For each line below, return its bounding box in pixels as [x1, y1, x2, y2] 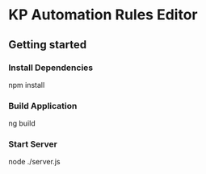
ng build [8, 118, 36, 128]
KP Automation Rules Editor [8, 6, 198, 24]
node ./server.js [8, 157, 61, 167]
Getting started [8, 38, 87, 52]
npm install [8, 80, 45, 89]
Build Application [8, 100, 78, 111]
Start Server [8, 139, 58, 150]
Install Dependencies [8, 62, 94, 73]
